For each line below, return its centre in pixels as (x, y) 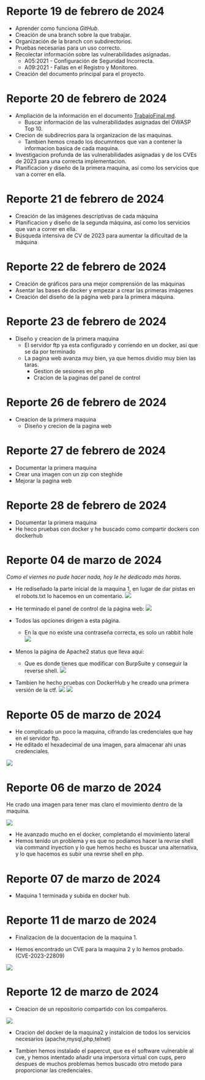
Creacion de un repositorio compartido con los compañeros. (91, 1009)
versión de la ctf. (36, 690)
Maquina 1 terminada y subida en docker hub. (73, 896)
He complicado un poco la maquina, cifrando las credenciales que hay (104, 732)
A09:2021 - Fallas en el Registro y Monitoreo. (81, 67)
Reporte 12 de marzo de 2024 (83, 992)
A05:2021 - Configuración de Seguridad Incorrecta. (89, 61)
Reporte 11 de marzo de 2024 (82, 920)
